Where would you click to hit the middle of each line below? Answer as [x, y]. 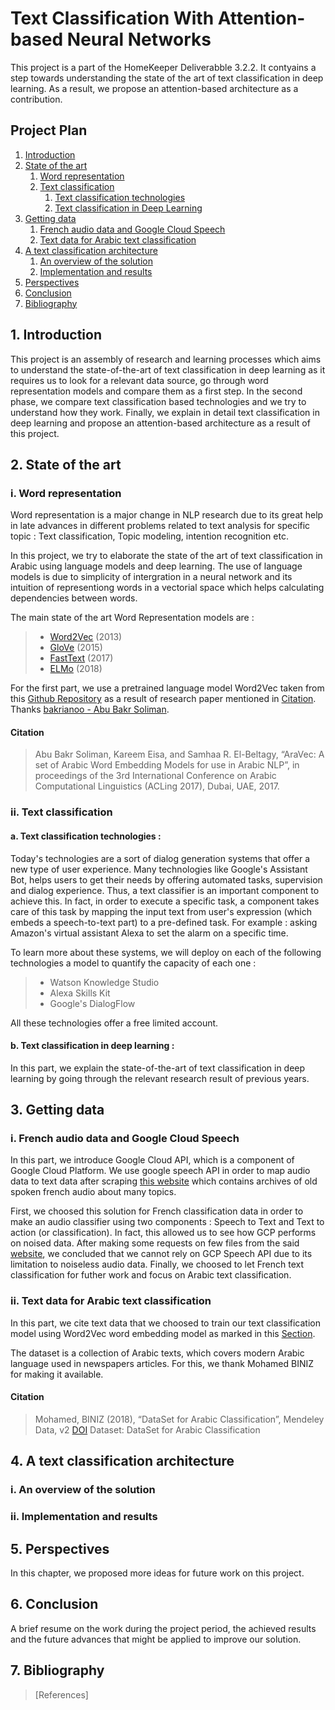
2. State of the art [66, 464]
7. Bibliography [57, 1670]
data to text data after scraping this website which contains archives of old [164, 1181]
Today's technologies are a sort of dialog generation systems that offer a [160, 858]
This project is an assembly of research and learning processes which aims [166, 359]
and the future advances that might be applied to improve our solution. [156, 1639]
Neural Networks [139, 39]
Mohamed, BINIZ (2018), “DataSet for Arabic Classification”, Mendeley [179, 1419]
